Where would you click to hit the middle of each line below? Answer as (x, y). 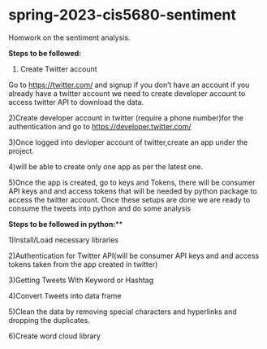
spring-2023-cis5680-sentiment (123, 15)
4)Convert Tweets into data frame (65, 295)
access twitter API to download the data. (76, 102)
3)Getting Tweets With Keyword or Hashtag (81, 280)
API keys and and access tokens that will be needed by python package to (133, 191)
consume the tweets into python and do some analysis (100, 208)
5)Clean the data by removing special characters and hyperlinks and (123, 312)
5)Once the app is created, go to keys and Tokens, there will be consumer (132, 182)
